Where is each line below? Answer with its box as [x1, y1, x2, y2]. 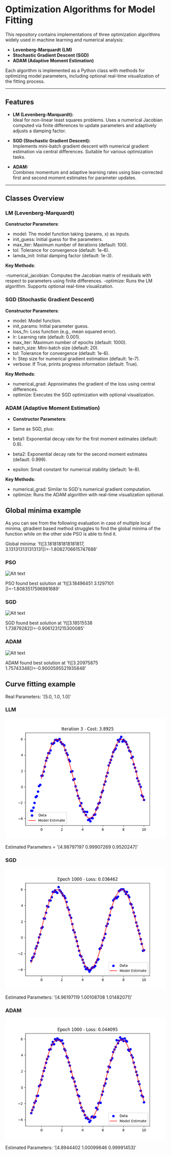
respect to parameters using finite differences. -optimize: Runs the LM [5, 278, 153, 284]
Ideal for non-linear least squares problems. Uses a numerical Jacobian [12, 116, 163, 123]
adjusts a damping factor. [12, 128, 66, 134]
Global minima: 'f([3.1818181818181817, [5, 540, 85, 547]
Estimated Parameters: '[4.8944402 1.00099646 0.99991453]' [5, 1145, 136, 1151]
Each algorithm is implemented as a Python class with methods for [5, 67, 145, 74]
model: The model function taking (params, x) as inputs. [12, 231, 131, 237]
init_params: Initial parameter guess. [12, 323, 89, 329]
